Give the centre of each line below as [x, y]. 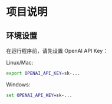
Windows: [18, 84]
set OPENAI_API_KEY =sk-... [39, 95]
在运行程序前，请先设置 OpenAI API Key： [57, 51]
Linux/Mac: [20, 63]
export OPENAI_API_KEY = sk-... [43, 73]
